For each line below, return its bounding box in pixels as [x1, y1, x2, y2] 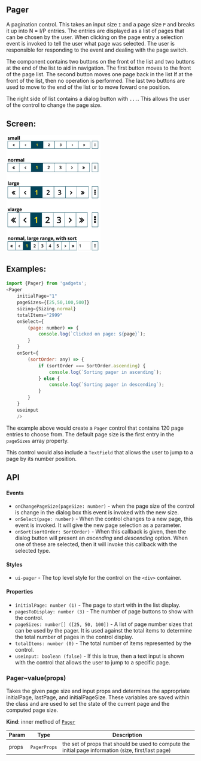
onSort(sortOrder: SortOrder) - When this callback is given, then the [14, 528, 187, 535]
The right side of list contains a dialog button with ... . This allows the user [6, 95, 190, 102]
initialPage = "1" [17, 293, 58, 299]
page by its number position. [6, 455, 77, 462]
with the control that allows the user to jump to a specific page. [14, 658, 170, 666]
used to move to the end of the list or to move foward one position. [6, 83, 170, 91]
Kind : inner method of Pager [6, 718, 76, 725]
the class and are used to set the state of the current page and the [6, 700, 170, 707]
